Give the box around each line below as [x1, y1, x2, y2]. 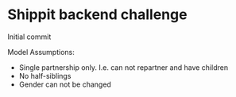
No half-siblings [18, 71, 72, 80]
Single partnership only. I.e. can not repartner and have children [18, 62, 228, 72]
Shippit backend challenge [7, 6, 188, 24]
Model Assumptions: [7, 47, 75, 56]
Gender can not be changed [18, 80, 112, 89]
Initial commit [7, 32, 52, 41]
